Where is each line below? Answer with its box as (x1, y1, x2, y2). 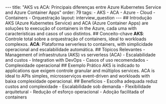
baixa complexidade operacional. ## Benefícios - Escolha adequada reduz (5, 78, 158, 84)
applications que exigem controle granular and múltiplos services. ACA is (5, 68, 155, 74)
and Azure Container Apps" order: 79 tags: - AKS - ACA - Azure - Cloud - (5, 9, 156, 15)
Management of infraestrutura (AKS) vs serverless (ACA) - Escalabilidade (5, 52, 156, 58)
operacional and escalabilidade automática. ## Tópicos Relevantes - (5, 47, 146, 52)
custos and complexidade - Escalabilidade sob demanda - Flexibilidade (5, 84, 151, 89)
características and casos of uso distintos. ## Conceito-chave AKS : (5, 31, 144, 36)
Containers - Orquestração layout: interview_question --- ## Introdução (5, 15, 153, 20)
